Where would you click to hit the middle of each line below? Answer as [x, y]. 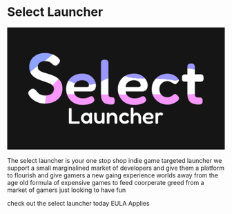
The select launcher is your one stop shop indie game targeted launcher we [115, 161]
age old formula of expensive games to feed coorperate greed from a [106, 183]
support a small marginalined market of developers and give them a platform [116, 168]
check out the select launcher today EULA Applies [78, 204]
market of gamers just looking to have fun [67, 190]
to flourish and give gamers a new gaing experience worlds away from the [113, 175]
